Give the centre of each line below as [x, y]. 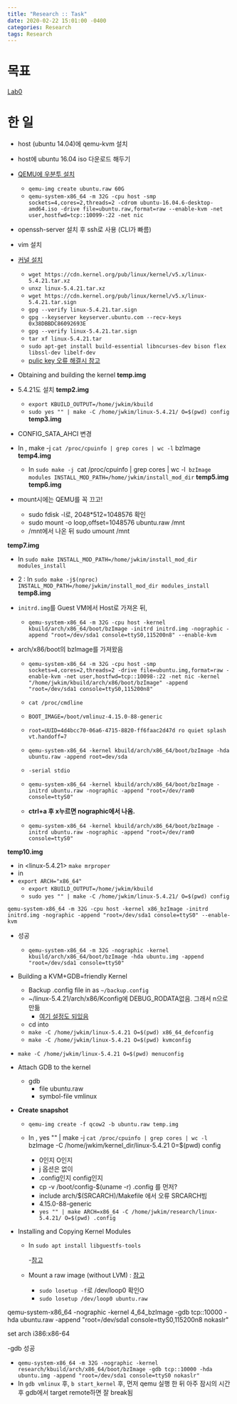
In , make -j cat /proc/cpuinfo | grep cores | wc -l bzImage [109, 448]
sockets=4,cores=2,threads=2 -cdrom [83, 203]
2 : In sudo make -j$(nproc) [58, 580]
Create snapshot [43, 1110]
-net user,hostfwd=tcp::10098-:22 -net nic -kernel [142, 677]
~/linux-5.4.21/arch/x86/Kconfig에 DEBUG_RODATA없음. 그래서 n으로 [128, 999]
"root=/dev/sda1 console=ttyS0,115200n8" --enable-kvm [134, 635]
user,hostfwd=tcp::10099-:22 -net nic [86, 216]
